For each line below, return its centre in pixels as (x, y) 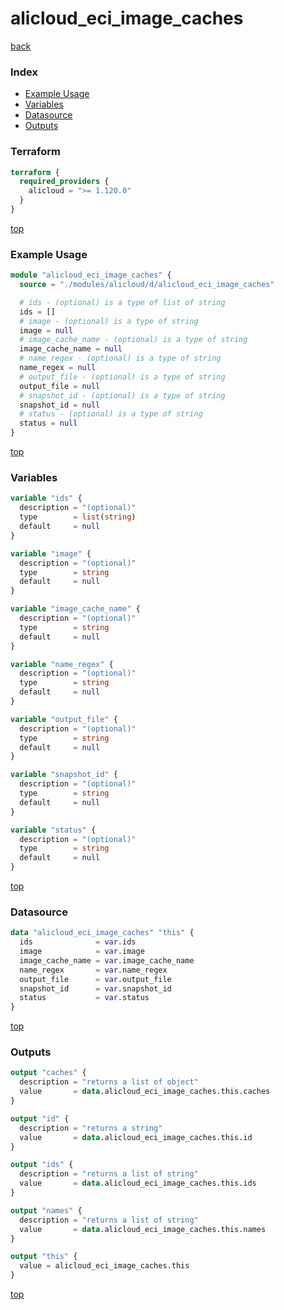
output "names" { (46, 1210)
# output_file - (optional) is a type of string (122, 377)
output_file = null (60, 386)
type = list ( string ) (78, 517)
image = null (46, 330)
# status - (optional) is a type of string (111, 414)
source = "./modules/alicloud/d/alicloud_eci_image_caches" (147, 285)
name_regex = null (58, 368)
